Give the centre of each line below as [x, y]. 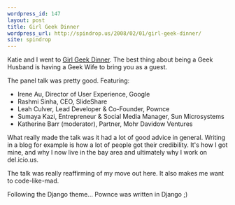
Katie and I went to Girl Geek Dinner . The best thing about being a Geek [110, 59]
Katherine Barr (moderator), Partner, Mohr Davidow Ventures [105, 124]
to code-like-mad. [33, 181]
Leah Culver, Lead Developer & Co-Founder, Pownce [93, 109]
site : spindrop [29, 40]
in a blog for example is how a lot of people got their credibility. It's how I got [117, 145]
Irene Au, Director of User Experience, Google [84, 94]
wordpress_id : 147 [34, 14]
